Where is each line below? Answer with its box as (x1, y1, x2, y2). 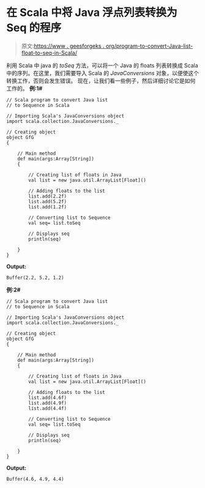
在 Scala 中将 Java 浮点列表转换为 (6, 6, 177, 20)
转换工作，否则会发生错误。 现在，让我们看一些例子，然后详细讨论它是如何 (6, 77, 196, 84)
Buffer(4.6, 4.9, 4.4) (6, 476, 64, 482)
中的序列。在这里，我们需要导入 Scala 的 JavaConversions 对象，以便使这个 (6, 69, 199, 76)
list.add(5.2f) (28, 198, 67, 205)
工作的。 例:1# (6, 84, 43, 92)
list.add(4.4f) (28, 405, 67, 412)
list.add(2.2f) (28, 193, 67, 199)
